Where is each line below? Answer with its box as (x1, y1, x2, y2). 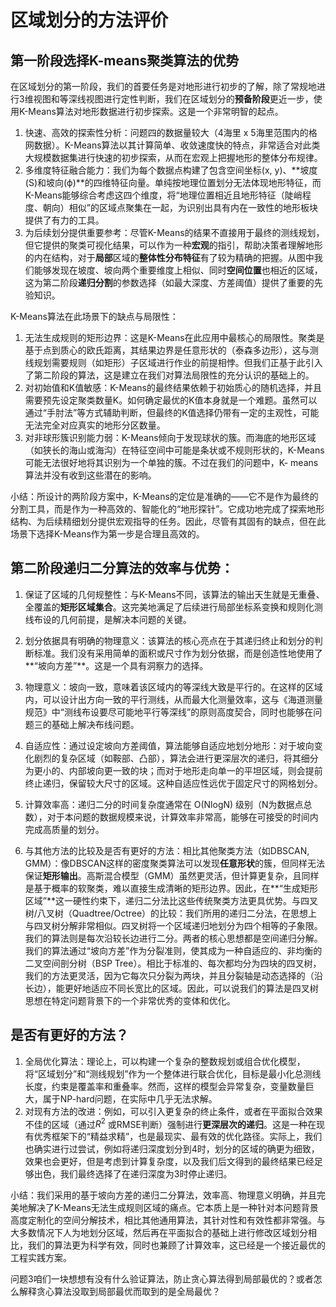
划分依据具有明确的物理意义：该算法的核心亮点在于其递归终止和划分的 (24, 634, 315, 646)
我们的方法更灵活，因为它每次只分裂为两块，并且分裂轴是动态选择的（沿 (24, 969, 323, 981)
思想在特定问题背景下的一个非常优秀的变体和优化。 (24, 994, 236, 1006)
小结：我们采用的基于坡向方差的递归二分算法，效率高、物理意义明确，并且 (10, 1189, 317, 1201)
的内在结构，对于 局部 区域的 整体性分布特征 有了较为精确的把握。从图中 (24, 252, 315, 263)
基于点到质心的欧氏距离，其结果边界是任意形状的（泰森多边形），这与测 (24, 344, 319, 356)
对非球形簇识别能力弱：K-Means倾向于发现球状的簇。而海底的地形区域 (24, 432, 317, 443)
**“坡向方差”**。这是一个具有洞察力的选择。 (24, 659, 209, 671)
